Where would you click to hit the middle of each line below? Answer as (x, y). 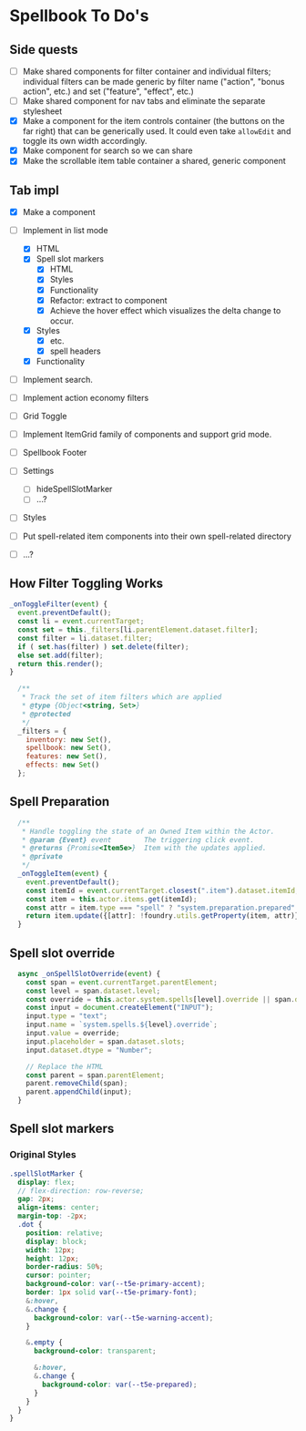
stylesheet (42, 111)
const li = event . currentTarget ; (81, 622)
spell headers (76, 351)
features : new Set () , (66, 757)
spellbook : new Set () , (69, 748)
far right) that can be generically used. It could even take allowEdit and (157, 131)
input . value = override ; (73, 1034)
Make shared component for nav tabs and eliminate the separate (144, 101)
